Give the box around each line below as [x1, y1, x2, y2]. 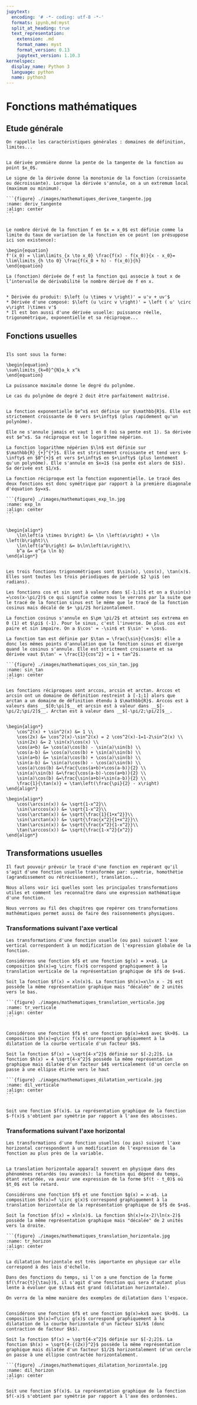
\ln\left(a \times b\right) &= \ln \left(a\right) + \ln [17, 532, 160, 538]
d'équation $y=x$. [6, 485, 51, 492]
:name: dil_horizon [6, 1368, 54, 1374]
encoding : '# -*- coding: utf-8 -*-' [11, 14, 104, 20]
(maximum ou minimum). [6, 185, 62, 192]
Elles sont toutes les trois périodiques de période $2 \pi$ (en [6, 573, 170, 579]
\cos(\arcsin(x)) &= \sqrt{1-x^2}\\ [17, 801, 107, 807]
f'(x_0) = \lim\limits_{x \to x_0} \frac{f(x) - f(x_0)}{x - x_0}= [6, 253, 176, 259]
